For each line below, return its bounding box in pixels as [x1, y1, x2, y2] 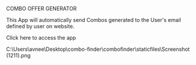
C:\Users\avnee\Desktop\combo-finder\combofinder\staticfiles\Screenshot [6, 45, 190, 53]
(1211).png [6, 52, 31, 58]
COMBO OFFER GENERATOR [6, 5, 77, 12]
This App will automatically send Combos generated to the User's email [6, 17, 181, 23]
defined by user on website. [6, 23, 75, 30]
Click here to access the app [6, 34, 76, 41]
